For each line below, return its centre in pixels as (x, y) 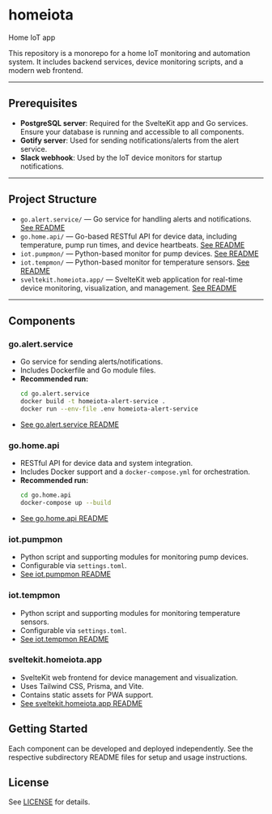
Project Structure (53, 199)
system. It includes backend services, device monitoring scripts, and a (126, 62)
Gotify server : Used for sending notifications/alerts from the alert (130, 140)
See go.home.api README (64, 518)
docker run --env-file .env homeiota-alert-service (109, 409)
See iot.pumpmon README (66, 575)
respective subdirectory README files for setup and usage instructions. (128, 757)
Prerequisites (43, 103)
